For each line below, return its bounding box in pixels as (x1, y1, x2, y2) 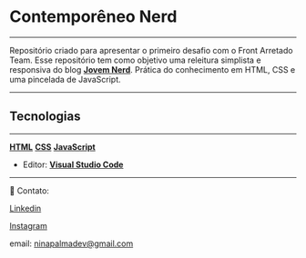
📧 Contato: (9, 184, 50, 196)
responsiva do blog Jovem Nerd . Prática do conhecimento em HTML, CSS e (9, 64, 296, 74)
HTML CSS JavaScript (9, 141, 96, 152)
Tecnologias (9, 109, 81, 124)
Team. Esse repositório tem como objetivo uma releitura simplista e (9, 55, 261, 65)
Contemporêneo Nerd (9, 6, 178, 27)
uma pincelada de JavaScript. (9, 74, 121, 84)
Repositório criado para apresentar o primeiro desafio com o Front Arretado (9, 45, 293, 55)
